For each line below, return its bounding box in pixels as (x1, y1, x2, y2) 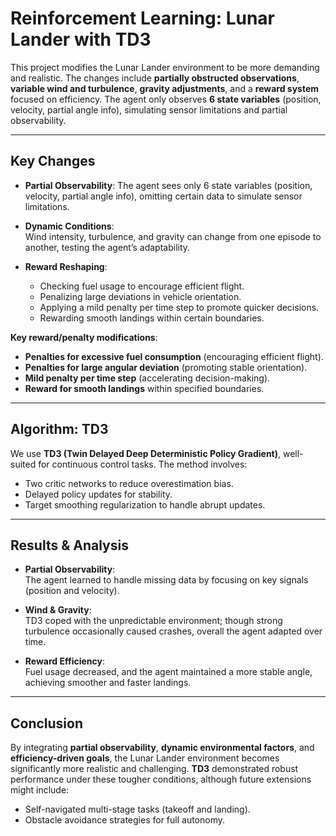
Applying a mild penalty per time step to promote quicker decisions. (39, 301, 320, 313)
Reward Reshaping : (24, 260, 108, 272)
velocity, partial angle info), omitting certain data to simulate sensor (24, 190, 303, 202)
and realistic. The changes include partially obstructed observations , (10, 72, 300, 84)
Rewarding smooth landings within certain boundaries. (39, 312, 265, 324)
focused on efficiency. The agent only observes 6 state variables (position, (10, 93, 322, 105)
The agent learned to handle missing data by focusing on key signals (24, 574, 309, 586)
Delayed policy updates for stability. (24, 488, 173, 500)
